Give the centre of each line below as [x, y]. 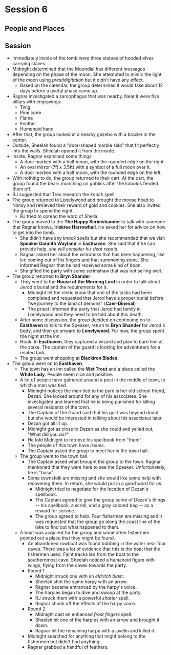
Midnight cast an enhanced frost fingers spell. [84, 614]
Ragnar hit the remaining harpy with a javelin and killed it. [95, 631]
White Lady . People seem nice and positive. [66, 374]
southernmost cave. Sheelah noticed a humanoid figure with [91, 560]
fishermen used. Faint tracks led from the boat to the [83, 554]
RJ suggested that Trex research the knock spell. [64, 195]
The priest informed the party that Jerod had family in [84, 309]
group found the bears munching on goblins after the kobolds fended [85, 184]
